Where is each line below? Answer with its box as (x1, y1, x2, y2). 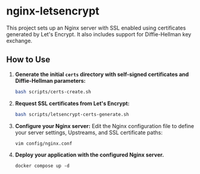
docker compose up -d (15, 163, 69, 169)
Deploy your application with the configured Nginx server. (15, 151, 164, 158)
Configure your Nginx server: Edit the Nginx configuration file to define (15, 122, 195, 129)
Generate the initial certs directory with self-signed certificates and (15, 71, 189, 78)
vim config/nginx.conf (15, 140, 73, 146)
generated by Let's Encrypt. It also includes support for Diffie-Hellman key (6, 30, 192, 37)
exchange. (6, 37, 33, 44)
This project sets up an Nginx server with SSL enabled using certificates (6, 24, 186, 31)
